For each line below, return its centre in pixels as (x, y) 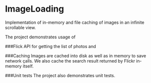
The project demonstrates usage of (40, 37)
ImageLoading (34, 9)
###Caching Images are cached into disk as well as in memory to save (76, 56)
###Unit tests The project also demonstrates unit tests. (60, 75)
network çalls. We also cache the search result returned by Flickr (70, 61)
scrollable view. (21, 27)
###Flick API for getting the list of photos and (50, 46)
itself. (28, 66)
